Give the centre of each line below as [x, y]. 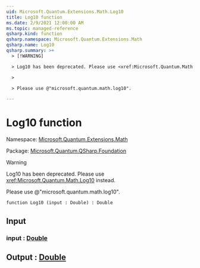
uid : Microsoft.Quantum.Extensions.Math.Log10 [65, 12]
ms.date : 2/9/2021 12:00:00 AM [45, 23]
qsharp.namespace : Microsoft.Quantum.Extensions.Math [74, 39]
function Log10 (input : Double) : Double [60, 203]
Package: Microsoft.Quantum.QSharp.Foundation [66, 151]
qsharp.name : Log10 [30, 45]
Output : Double [36, 257]
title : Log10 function [34, 17]
